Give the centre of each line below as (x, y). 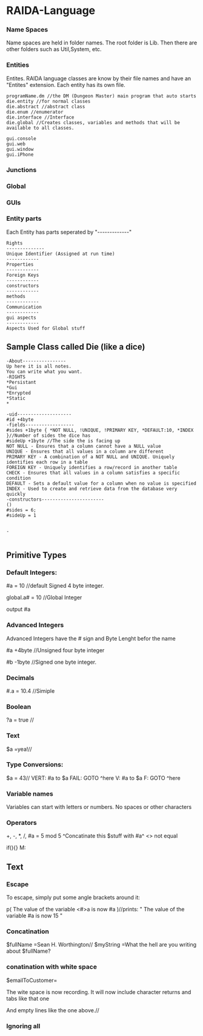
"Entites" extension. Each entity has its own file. (66, 85)
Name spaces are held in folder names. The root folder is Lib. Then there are (102, 43)
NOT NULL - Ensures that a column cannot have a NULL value (84, 446)
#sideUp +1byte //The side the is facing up (63, 441)
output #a (18, 610)
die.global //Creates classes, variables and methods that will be (93, 122)
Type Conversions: (35, 765)
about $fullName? (28, 951)
